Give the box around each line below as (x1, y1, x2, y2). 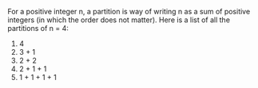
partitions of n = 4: (7, 24, 69, 33)
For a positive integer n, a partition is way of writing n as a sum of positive (7, 7, 251, 16)
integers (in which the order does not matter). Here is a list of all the (7, 15, 231, 25)
